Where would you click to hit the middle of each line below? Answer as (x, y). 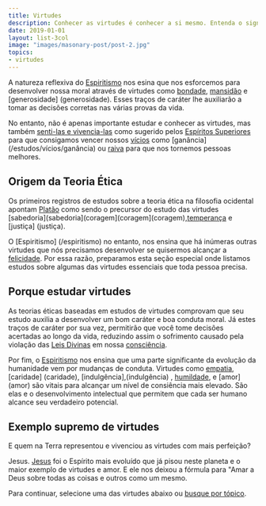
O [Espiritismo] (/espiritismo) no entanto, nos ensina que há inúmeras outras (133, 241)
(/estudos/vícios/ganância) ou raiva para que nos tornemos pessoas (120, 148)
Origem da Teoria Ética (65, 182)
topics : (21, 52)
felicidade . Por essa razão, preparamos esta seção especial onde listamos (129, 258)
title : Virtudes (35, 15)
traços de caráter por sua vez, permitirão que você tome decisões (116, 328)
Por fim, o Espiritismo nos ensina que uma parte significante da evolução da (132, 360)
